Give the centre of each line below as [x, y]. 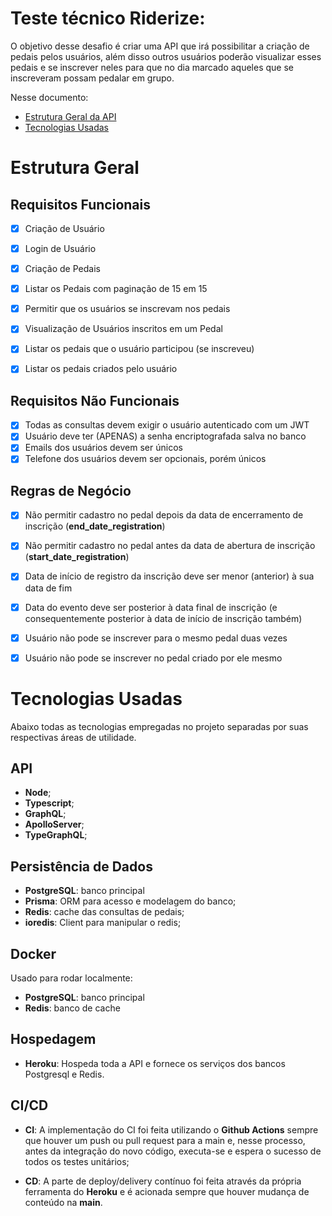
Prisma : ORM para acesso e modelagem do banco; [130, 901]
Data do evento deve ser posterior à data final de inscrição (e [151, 607]
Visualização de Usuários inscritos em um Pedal [123, 329]
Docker [33, 953]
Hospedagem [53, 1039]
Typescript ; [49, 803]
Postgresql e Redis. [64, 1074]
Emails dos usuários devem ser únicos [103, 448]
